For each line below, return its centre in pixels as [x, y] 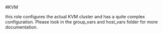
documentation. [22, 27]
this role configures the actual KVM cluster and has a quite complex [75, 17]
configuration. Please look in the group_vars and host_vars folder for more [81, 22]
